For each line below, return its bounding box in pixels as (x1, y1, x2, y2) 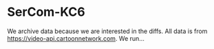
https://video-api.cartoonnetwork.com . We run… (7, 34, 145, 42)
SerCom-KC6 (7, 4, 85, 20)
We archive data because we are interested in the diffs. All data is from (7, 27, 208, 35)
